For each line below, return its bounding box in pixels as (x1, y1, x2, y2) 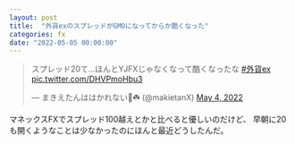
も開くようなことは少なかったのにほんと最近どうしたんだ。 (9, 125, 229, 136)
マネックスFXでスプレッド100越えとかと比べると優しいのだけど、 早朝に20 (9, 114, 287, 125)
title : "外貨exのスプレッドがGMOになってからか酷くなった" (9, 21, 209, 30)
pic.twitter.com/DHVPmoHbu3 (30, 73, 143, 85)
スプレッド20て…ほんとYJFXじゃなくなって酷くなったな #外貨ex (30, 64, 271, 74)
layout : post (9, 13, 58, 22)
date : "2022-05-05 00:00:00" (9, 38, 118, 47)
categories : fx (9, 30, 66, 38)
